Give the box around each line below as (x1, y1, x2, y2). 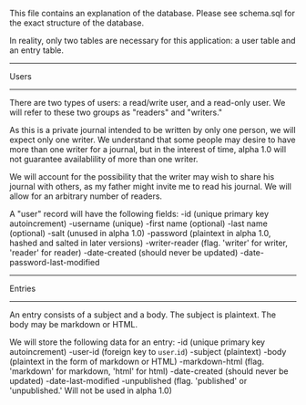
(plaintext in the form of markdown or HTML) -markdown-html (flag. (9, 356, 265, 367)
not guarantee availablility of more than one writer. (9, 154, 199, 164)
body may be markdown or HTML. (9, 319, 138, 329)
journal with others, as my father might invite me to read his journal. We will (9, 182, 291, 192)
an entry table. (9, 45, 65, 56)
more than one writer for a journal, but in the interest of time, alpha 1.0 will (9, 144, 287, 154)
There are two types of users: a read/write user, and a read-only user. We (9, 98, 286, 108)
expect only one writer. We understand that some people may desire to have (9, 134, 296, 145)
